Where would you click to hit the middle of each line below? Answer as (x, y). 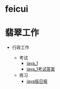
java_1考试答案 (41, 69)
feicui (17, 9)
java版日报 (37, 81)
